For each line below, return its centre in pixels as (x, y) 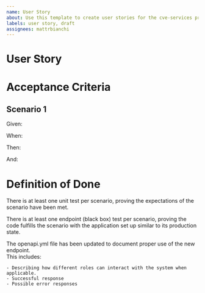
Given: (14, 124)
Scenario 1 (27, 109)
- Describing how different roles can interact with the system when (97, 268)
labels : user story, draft (41, 23)
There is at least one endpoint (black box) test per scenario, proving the (97, 219)
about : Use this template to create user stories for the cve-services (99, 18)
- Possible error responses (42, 284)
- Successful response (35, 279)
